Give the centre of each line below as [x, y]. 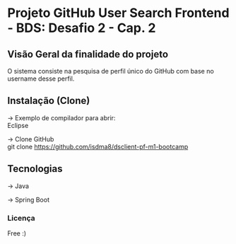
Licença [21, 218]
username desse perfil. [41, 79]
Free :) [17, 233]
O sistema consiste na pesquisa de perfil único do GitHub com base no [111, 71]
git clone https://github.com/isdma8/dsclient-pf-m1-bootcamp [98, 146]
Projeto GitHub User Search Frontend [118, 13]
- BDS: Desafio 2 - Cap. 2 [82, 28]
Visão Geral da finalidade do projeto [88, 54]
